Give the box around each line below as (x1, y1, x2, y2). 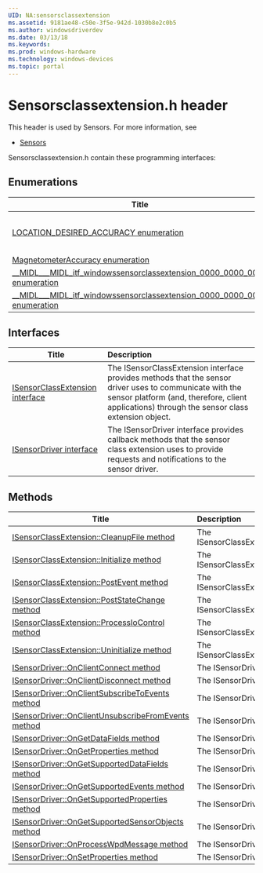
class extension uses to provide (107, 444, 224, 455)
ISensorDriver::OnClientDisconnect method (12, 675, 171, 686)
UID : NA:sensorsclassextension (8, 11, 110, 20)
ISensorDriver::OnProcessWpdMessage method (12, 839, 189, 850)
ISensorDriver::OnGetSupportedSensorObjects (12, 816, 184, 827)
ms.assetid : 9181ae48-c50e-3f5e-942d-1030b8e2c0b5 (8, 19, 177, 27)
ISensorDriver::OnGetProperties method (12, 746, 159, 757)
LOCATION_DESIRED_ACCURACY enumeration (12, 227, 184, 238)
